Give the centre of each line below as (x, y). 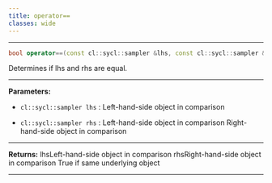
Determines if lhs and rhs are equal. (68, 69)
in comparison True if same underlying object (84, 163)
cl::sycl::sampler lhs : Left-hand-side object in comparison (122, 107)
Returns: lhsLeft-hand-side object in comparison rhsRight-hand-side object (135, 155)
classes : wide (32, 23)
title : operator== (39, 16)
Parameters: (30, 91)
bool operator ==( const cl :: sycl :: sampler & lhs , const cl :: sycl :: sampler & (137, 53)
